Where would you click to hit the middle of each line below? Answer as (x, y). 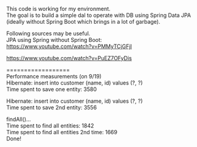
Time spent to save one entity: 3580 (52, 89)
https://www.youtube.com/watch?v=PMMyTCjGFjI (69, 46)
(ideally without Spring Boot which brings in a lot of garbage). (83, 22)
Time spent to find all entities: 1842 (50, 126)
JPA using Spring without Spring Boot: (54, 40)
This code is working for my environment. (58, 9)
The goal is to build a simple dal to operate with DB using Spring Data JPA (99, 15)
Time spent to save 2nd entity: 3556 (52, 108)
